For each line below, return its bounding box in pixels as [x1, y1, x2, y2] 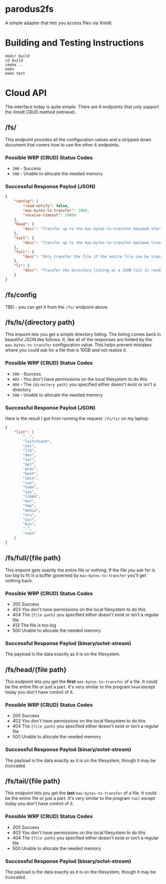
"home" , [23, 485, 39, 490]
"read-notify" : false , [23, 203, 70, 208]
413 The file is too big [12, 622, 56, 628]
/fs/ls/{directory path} [5, 318, 76, 327]
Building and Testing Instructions [5, 37, 144, 49]
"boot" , [23, 471, 39, 476]
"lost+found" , [23, 439, 52, 444]
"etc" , [23, 443, 37, 449]
